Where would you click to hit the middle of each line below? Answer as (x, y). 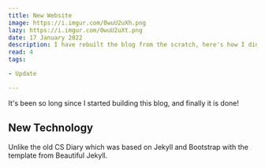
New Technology (50, 128)
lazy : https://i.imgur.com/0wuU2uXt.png (76, 30)
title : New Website (40, 15)
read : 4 (21, 52)
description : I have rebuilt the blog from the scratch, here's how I (127, 45)
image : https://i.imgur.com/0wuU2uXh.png (77, 23)
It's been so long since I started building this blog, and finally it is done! (123, 103)
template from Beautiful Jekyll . (58, 155)
